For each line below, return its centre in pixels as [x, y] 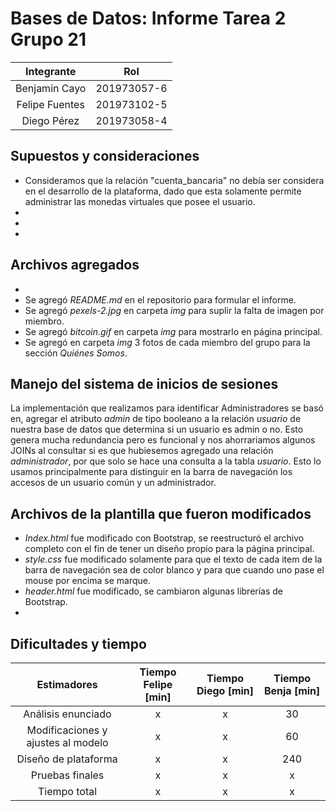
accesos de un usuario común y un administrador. [113, 483]
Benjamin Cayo [51, 88]
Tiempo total [67, 791]
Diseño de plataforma [67, 759]
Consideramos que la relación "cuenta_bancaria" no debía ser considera [174, 180]
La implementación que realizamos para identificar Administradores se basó [167, 408]
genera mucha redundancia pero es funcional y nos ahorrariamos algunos [163, 440]
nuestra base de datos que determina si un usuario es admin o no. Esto [157, 429]
